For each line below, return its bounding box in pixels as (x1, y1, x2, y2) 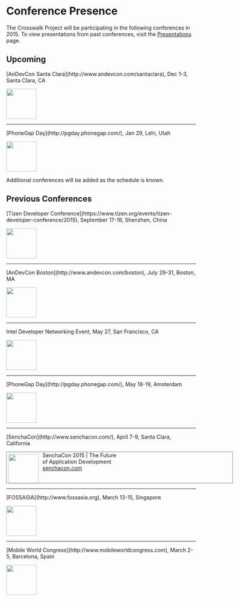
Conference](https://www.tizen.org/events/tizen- (50, 209, 172, 217)
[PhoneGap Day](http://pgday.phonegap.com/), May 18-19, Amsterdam (6, 380, 182, 387)
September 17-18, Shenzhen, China (80, 216, 167, 223)
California (6, 439, 31, 446)
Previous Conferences (6, 194, 92, 204)
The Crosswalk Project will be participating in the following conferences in (6, 24, 191, 31)
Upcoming (6, 54, 46, 64)
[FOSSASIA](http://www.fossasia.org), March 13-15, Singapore (6, 493, 161, 501)
